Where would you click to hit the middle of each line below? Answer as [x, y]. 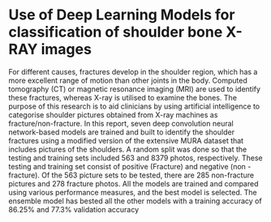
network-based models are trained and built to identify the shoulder [122, 132]
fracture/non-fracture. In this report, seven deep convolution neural [121, 123]
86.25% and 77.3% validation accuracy [74, 209]
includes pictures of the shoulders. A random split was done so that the [128, 149]
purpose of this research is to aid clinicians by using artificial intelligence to [134, 106]
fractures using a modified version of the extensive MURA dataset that [126, 140]
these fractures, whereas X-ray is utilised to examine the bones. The [123, 97]
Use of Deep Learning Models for [122, 15]
